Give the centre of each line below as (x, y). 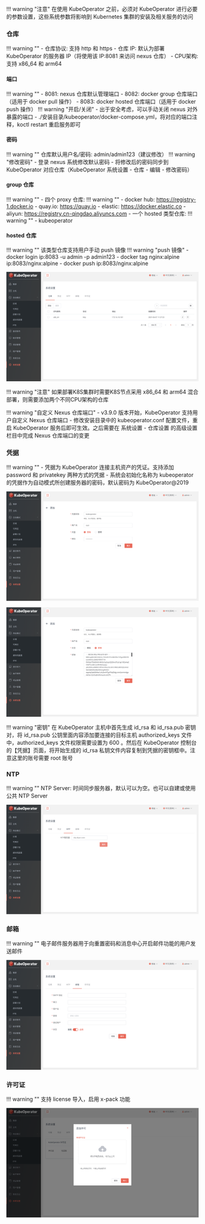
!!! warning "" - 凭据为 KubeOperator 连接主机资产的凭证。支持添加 (90, 467)
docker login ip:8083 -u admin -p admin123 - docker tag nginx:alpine (93, 257)
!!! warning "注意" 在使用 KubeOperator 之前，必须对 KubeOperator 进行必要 (102, 9)
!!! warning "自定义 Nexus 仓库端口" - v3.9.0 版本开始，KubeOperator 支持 (99, 412)
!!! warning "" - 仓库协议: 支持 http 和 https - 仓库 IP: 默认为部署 (85, 48)
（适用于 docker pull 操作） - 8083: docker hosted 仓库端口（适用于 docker (101, 101)
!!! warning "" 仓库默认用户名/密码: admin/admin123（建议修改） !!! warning (101, 154)
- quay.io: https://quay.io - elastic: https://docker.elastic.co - (110, 206)
